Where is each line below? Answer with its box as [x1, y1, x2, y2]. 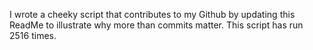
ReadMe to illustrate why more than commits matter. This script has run [9, 19, 304, 31]
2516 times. [9, 30, 57, 41]
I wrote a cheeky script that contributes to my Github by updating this [9, 9, 296, 20]
